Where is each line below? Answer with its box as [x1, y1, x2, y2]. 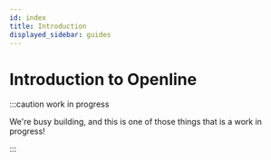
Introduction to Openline [9, 69, 198, 89]
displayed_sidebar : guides [9, 30, 111, 39]
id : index [9, 13, 47, 23]
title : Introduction [9, 22, 88, 31]
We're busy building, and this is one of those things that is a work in [9, 117, 263, 127]
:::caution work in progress [9, 99, 110, 109]
